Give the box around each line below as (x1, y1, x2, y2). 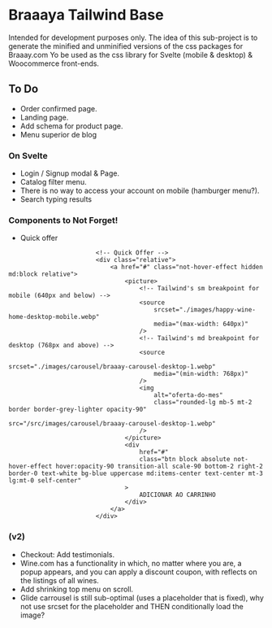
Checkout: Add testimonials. (19, 549, 115, 559)
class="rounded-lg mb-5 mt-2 (153, 399, 253, 407)
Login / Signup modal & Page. (19, 168, 120, 178)
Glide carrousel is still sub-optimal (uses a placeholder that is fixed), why (19, 592, 264, 603)
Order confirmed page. (19, 103, 97, 113)
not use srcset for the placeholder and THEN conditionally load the (19, 601, 244, 611)
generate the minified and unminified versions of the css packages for (8, 41, 244, 50)
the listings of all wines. (19, 575, 99, 585)
